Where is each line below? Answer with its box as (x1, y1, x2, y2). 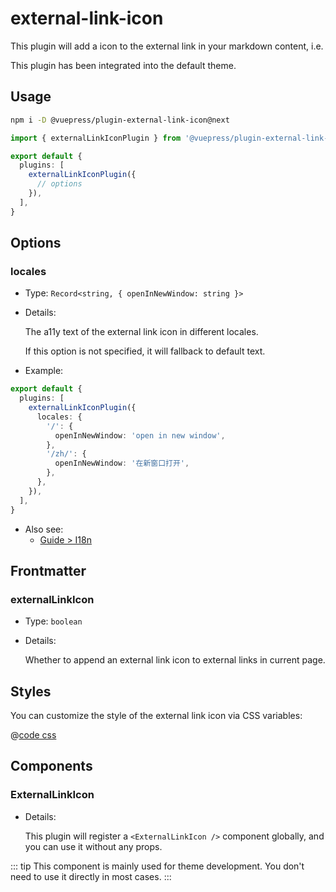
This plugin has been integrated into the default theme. (10, 59, 237, 71)
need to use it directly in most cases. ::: (10, 870, 172, 882)
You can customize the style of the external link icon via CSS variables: (10, 710, 303, 722)
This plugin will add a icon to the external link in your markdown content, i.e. (10, 40, 324, 52)
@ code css (10, 729, 57, 741)
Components (10, 758, 93, 775)
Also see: (24, 523, 64, 535)
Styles (10, 683, 52, 700)
